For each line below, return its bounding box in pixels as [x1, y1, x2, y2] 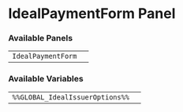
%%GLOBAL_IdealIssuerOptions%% [12, 92, 130, 102]
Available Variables [8, 74, 84, 85]
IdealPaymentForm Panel [8, 5, 176, 23]
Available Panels [8, 33, 73, 44]
